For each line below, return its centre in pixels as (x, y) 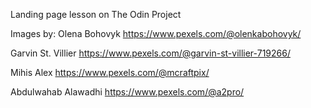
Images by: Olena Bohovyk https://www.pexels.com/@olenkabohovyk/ (156, 33)
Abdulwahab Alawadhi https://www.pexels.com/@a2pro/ (127, 92)
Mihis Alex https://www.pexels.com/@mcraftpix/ (110, 72)
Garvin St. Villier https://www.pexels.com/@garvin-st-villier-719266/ (150, 53)
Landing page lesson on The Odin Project (96, 14)
